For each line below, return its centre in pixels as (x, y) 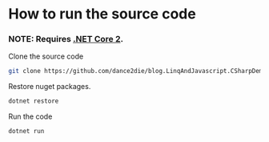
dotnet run (26, 132)
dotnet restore (34, 101)
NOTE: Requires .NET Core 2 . (66, 39)
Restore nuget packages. (50, 87)
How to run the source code (102, 14)
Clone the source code (46, 56)
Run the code (30, 116)
